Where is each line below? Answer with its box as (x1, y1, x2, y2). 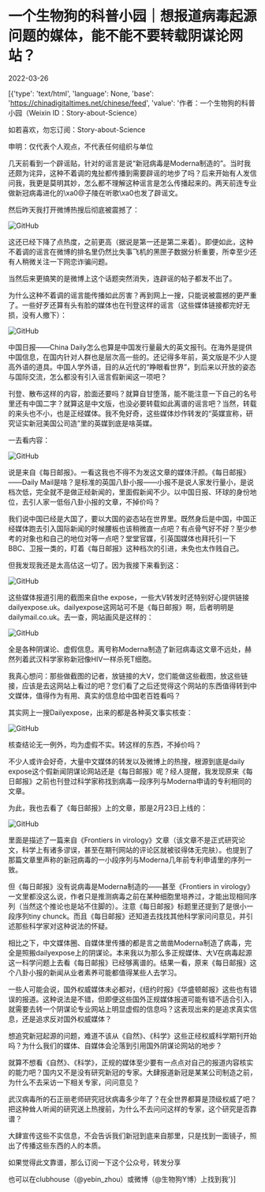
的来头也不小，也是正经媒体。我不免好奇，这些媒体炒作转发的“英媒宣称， (8, 408, 247, 418)
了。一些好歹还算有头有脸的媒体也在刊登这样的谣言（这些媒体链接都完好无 (8, 300, 250, 309)
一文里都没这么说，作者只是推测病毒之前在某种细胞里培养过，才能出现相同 (8, 891, 250, 901)
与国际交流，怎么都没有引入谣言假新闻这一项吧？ (8, 372, 167, 381)
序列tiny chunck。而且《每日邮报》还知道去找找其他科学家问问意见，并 (14, 911, 247, 921)
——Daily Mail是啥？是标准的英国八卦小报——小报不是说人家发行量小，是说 (8, 477, 254, 486)
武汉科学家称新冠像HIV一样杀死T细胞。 (28, 654, 156, 664)
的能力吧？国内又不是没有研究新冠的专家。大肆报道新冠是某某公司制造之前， (8, 1067, 257, 1077)
